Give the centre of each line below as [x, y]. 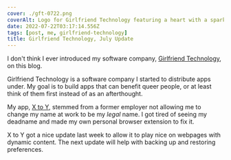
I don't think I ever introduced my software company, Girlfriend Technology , [114, 58]
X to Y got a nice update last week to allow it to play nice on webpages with [114, 135]
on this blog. [25, 66]
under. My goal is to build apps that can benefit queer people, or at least [109, 87]
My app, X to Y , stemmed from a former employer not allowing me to [104, 107]
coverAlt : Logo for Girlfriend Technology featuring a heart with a [107, 20]
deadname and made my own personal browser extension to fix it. [101, 122]
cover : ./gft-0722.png [40, 13]
